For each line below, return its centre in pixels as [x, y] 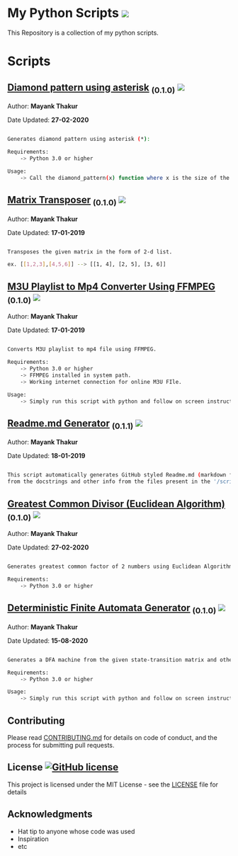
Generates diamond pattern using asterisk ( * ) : [79, 139]
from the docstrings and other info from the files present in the [109, 482]
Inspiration [33, 839]
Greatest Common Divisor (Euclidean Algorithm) [116, 504]
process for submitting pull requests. [61, 745]
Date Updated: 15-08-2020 [48, 640]
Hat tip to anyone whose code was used [76, 831]
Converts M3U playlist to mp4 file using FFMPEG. [82, 349]
